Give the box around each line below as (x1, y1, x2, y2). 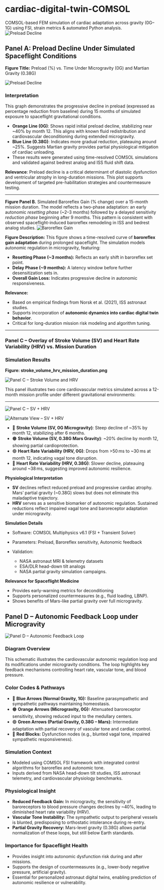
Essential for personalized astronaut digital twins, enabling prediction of (12, 874, 157, 880)
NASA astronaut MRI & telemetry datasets (19, 558, 103, 564)
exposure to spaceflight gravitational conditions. (5, 114, 102, 120)
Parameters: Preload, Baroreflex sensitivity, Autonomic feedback (12, 539, 143, 545)
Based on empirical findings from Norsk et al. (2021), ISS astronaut (12, 299, 146, 305)
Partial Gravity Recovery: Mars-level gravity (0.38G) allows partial (12, 825, 146, 831)
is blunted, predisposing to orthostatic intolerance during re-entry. (12, 819, 145, 825)
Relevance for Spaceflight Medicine (5, 578, 80, 584)
